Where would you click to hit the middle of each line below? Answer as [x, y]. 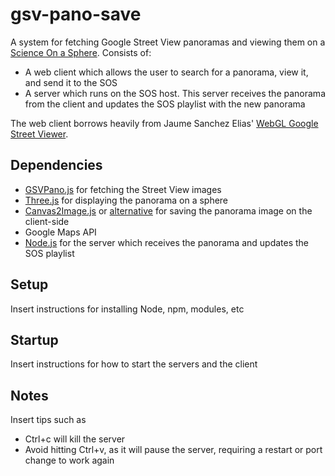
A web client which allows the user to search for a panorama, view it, [166, 72]
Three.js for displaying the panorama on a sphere [126, 200]
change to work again [69, 460]
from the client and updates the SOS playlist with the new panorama [165, 104]
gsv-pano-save [76, 14]
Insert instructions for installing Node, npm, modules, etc [127, 309]
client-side [47, 221]
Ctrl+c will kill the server [75, 439]
